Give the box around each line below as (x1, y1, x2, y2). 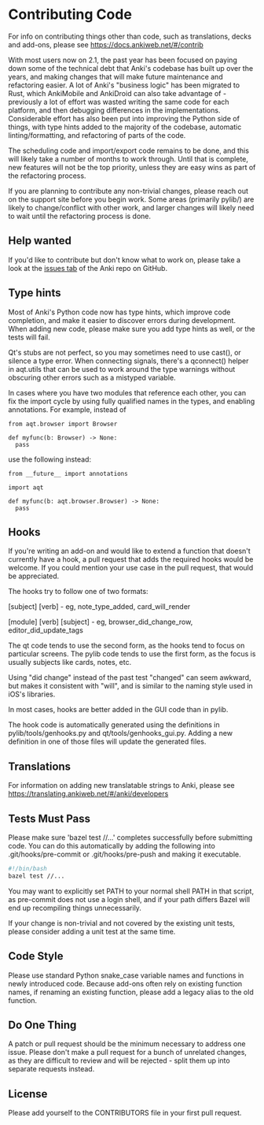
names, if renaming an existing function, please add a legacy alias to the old (8, 987, 254, 997)
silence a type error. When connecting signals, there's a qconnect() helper (8, 356, 249, 366)
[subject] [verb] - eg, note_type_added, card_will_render (8, 602, 191, 611)
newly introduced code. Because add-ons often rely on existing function (8, 978, 243, 988)
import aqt (8, 483, 44, 492)
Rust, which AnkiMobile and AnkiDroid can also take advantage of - (8, 88, 226, 98)
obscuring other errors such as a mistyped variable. (8, 373, 176, 382)
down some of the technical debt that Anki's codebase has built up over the (8, 63, 254, 72)
